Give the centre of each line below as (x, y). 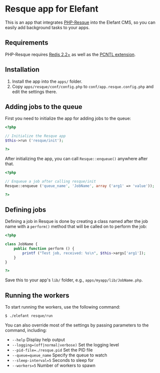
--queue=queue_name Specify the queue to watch (59, 355)
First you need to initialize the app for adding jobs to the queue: (68, 118)
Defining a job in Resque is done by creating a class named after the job (77, 221)
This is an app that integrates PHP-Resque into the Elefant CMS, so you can (80, 22)
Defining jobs (26, 210)
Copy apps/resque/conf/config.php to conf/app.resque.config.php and (83, 86)
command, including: (26, 330)
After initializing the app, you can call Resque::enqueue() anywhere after (76, 158)
